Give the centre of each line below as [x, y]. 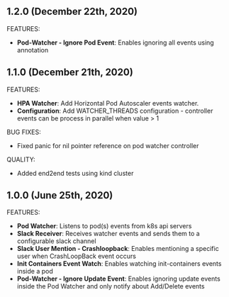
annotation [33, 50]
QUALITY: [21, 159]
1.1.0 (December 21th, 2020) [70, 73]
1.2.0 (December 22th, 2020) [72, 12]
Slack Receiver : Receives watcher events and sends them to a [108, 234]
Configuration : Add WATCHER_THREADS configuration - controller [115, 111]
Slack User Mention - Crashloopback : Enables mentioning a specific [118, 249]
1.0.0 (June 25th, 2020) [60, 195]
